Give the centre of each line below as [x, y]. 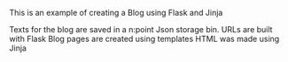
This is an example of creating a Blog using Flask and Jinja [116, 13]
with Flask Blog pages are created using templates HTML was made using [144, 39]
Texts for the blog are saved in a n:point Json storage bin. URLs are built [141, 29]
